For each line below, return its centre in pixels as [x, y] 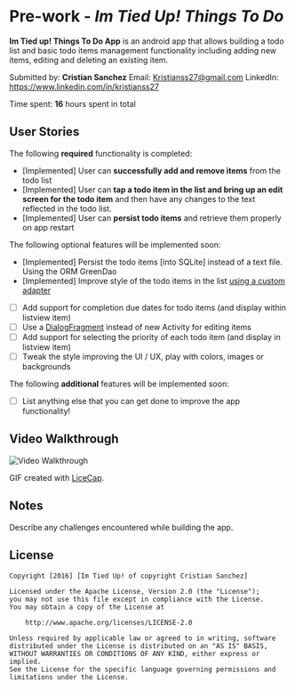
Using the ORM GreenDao [69, 271]
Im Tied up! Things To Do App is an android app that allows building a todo [147, 41]
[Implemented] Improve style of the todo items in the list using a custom [154, 280]
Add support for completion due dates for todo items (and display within [154, 307]
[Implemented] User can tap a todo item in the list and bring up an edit [152, 190]
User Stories [44, 132]
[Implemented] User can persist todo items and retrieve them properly [151, 218]
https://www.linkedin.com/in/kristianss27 [84, 86]
